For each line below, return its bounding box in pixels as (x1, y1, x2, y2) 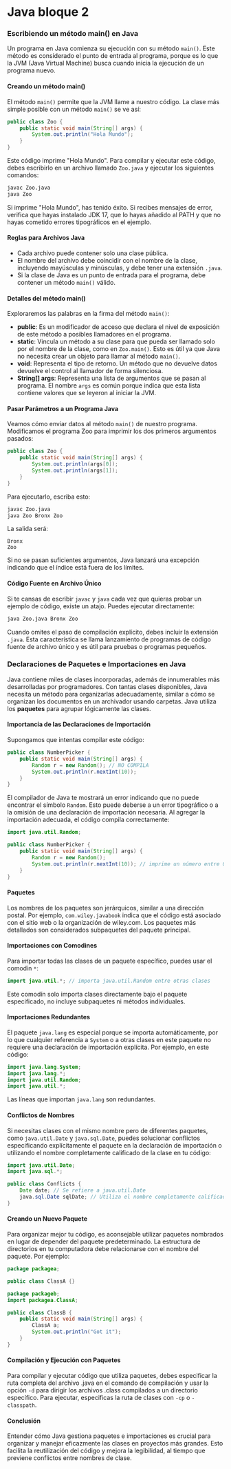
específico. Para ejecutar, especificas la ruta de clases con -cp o (7, 1393, 190, 1401)
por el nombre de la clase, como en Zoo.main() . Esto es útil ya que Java (16, 345, 221, 353)
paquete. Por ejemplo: (7, 1252, 70, 1261)
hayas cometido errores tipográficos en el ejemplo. (7, 218, 152, 226)
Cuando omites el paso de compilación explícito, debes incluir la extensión (7, 628, 219, 636)
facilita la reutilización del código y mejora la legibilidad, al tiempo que (7, 1446, 206, 1455)
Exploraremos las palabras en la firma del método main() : (7, 310, 170, 318)
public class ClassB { (7, 1309, 72, 1316)
